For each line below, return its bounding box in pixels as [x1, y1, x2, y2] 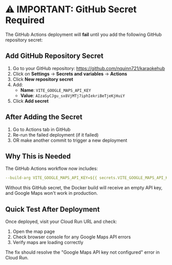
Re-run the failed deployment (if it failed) [12, 131, 99, 138]
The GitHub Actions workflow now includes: [5, 165, 98, 172]
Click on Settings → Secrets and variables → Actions [12, 71, 127, 77]
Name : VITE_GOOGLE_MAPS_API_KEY [20, 87, 91, 93]
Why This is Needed [5, 152, 71, 161]
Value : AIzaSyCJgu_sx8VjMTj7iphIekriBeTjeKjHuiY [20, 92, 125, 98]
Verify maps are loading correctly [12, 239, 83, 246]
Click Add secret [12, 98, 49, 104]
